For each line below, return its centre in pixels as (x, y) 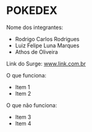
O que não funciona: (32, 105)
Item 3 (23, 117)
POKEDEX (32, 11)
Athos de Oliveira (37, 51)
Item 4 (23, 123)
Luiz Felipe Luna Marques (47, 45)
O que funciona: (26, 75)
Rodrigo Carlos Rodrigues (47, 39)
